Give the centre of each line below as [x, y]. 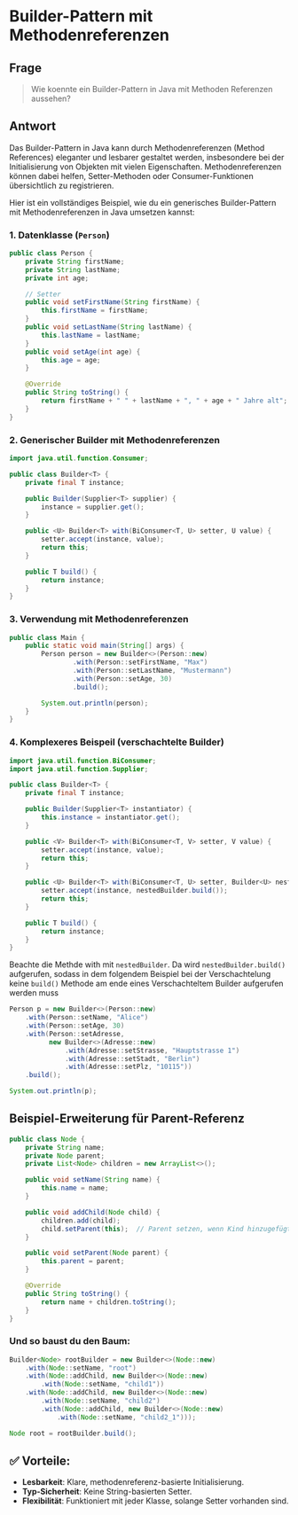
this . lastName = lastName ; [91, 335]
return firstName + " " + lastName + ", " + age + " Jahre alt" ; [165, 401]
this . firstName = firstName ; [95, 311]
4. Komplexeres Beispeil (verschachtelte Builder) [117, 742]
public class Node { [47, 1139]
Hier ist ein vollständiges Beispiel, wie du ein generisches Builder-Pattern [143, 202]
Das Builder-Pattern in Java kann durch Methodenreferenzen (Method [137, 147]
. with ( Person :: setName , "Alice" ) [87, 1018]
